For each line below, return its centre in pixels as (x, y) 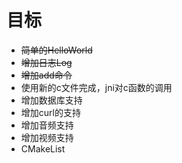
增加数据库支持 (51, 100)
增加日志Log (46, 62)
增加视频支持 (47, 137)
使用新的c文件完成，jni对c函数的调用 (96, 87)
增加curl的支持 (50, 112)
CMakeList (43, 148)
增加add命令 (46, 75)
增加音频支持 (47, 125)
